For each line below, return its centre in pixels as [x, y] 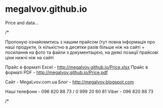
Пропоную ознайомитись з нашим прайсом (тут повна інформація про [80, 42]
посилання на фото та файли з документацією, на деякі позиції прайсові [82, 52]
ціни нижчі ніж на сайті [29, 57]
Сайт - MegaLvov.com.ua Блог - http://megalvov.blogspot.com [70, 82]
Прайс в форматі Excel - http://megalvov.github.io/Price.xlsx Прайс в [77, 67]
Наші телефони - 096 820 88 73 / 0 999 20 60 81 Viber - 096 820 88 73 [79, 91]
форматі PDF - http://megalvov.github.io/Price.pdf [56, 72]
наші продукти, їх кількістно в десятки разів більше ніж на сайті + [75, 47]
